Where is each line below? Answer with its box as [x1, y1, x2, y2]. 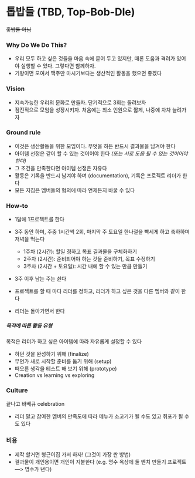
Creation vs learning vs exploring [14, 372, 95, 379]
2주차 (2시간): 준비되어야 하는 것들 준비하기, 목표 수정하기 [23, 255, 155, 262]
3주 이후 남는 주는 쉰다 [14, 275, 67, 282]
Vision [6, 85, 25, 93]
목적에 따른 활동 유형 [6, 322, 53, 329]
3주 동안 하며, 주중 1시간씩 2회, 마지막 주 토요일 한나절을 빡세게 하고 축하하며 [14, 228, 190, 235]
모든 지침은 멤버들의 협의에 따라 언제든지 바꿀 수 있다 [14, 186, 135, 194]
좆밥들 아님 [6, 26, 32, 33]
